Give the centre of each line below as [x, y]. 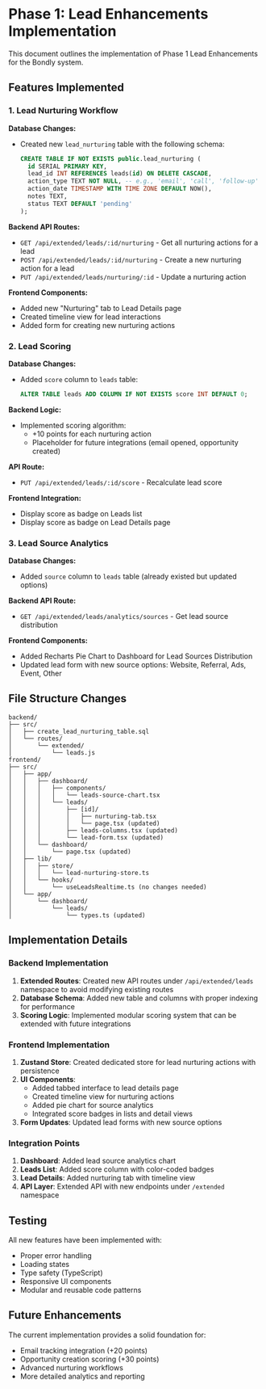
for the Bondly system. [46, 62]
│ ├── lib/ [30, 859]
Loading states [45, 1264]
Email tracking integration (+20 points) [83, 1350]
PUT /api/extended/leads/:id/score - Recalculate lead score [121, 482]
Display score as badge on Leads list [81, 513]
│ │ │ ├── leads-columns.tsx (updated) [94, 830]
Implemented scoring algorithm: [73, 425]
